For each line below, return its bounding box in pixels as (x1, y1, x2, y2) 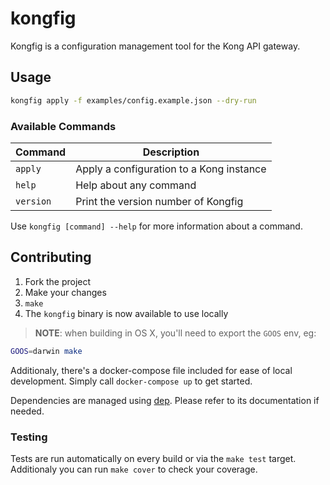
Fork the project (24, 275, 92, 287)
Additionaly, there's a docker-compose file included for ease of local (10, 364, 293, 376)
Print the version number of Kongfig (75, 194, 244, 208)
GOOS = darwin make (10, 346, 83, 356)
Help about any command (75, 178, 197, 192)
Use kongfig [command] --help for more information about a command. (10, 220, 303, 232)
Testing (10, 430, 48, 444)
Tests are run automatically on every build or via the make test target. (10, 452, 297, 464)
